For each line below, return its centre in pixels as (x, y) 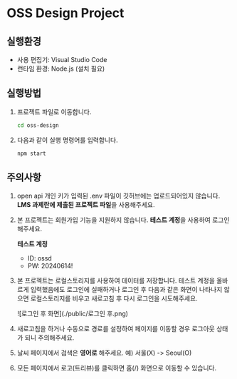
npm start (32, 153)
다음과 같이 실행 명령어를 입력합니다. (67, 140)
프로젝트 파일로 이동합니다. (54, 111)
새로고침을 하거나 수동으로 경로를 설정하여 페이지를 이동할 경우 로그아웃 (116, 329)
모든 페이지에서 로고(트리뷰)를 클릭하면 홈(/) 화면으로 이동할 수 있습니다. (117, 368)
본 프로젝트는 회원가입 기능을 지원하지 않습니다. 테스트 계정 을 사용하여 (114, 220)
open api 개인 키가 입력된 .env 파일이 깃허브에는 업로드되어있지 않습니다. (118, 196)
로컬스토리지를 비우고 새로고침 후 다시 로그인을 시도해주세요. (114, 298)
